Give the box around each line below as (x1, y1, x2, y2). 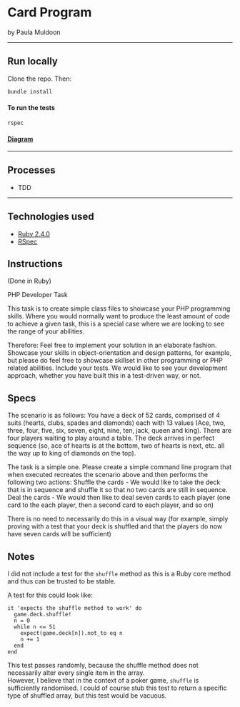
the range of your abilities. (7, 327, 85, 336)
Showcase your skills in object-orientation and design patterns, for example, (7, 349, 232, 357)
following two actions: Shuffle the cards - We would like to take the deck (7, 478, 221, 486)
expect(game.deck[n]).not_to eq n (20, 629, 123, 636)
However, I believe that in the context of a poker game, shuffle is (7, 676, 199, 684)
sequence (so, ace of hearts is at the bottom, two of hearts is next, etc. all (7, 441, 225, 450)
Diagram (7, 135, 34, 144)
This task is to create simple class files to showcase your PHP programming (7, 304, 231, 313)
